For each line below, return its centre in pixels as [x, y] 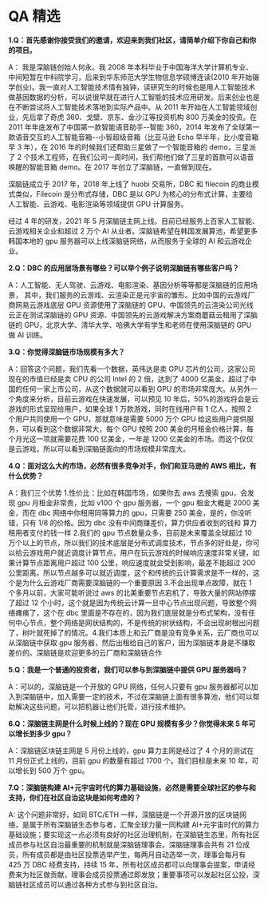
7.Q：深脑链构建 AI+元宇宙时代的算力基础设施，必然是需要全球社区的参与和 [132, 787]
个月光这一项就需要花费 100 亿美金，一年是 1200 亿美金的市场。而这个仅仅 [131, 439]
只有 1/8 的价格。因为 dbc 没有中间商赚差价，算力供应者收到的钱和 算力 [140, 522]
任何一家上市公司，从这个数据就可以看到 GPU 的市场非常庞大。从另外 [136, 389]
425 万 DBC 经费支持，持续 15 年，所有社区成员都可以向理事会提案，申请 [128, 864]
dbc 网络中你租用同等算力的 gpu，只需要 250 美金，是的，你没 [141, 512]
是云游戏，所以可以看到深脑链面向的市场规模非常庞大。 [99, 448]
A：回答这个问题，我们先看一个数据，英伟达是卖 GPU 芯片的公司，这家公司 [132, 369]
